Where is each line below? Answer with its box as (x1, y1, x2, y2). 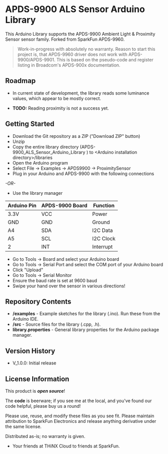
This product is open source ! (5, 388, 65, 394)
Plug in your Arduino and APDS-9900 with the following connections (12, 170, 154, 177)
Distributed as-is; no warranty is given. (5, 433, 86, 439)
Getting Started (5, 120, 55, 128)
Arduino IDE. (12, 316, 39, 322)
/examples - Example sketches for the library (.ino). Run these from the (12, 311, 160, 317)
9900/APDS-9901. (17, 56, 56, 62)
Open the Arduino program (12, 160, 68, 166)
